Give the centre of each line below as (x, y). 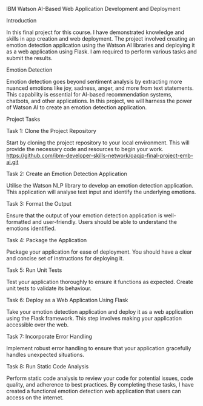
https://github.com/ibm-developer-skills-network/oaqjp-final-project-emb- (100, 155)
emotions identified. (31, 228)
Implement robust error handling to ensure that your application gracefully (99, 348)
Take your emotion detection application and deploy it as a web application (100, 312)
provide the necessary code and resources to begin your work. (85, 149)
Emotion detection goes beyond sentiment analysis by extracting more (94, 82)
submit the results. (29, 58)
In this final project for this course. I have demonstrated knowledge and (95, 32)
